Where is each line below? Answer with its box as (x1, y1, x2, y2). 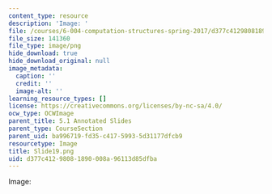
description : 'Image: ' (8, 19, 89, 27)
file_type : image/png (8, 42, 82, 50)
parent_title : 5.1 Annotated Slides (8, 117, 132, 125)
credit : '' (15, 79, 53, 87)
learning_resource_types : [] (8, 95, 107, 103)
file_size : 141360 (8, 34, 70, 43)
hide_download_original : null (8, 57, 111, 65)
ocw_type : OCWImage (8, 110, 74, 118)
